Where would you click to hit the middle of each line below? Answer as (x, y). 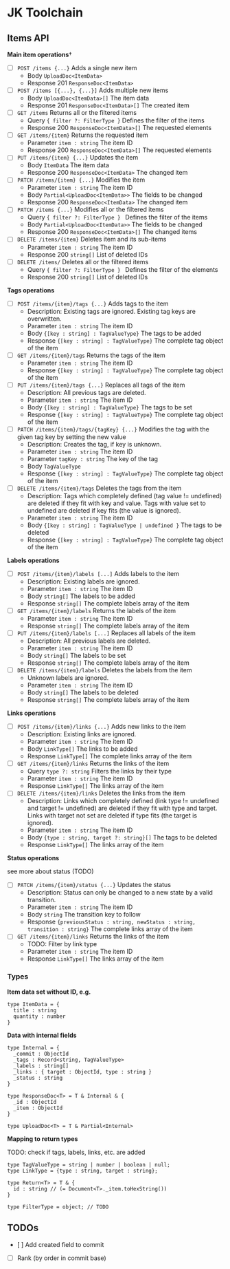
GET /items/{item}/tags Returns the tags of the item (91, 355)
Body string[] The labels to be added (81, 596)
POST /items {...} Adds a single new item (77, 68)
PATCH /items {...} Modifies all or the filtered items (90, 210)
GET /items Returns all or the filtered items (77, 113)
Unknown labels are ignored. (68, 678)
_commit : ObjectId (41, 1054)
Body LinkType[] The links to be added (82, 749)
